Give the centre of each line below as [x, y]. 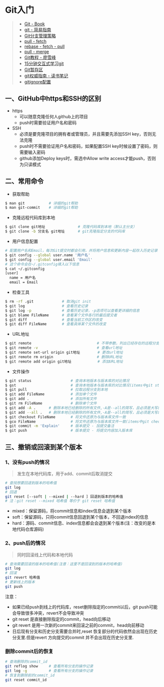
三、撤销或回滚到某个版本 [43, 447]
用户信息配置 [25, 242]
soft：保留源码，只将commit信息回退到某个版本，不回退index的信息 [80, 517]
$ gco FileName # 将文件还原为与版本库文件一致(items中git [77, 422]
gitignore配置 [38, 81]
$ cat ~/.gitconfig [25, 269]
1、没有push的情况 [27, 462]
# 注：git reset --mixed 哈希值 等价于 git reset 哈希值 [60, 501]
